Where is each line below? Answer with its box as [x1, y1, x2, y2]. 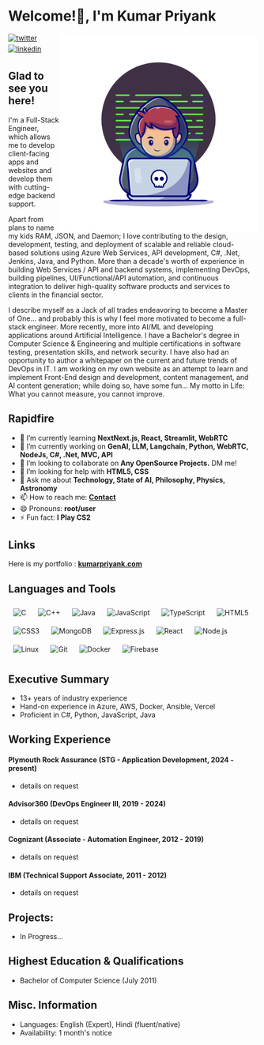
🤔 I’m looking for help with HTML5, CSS [19, 466, 149, 476]
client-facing [8, 148, 50, 158]
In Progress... [19, 932, 63, 942]
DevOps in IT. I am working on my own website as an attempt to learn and [8, 363, 249, 374]
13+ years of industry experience [19, 694, 128, 702]
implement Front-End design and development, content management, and [8, 372, 249, 382]
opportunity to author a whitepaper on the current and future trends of [8, 355, 237, 365]
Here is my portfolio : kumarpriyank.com [8, 559, 142, 569]
